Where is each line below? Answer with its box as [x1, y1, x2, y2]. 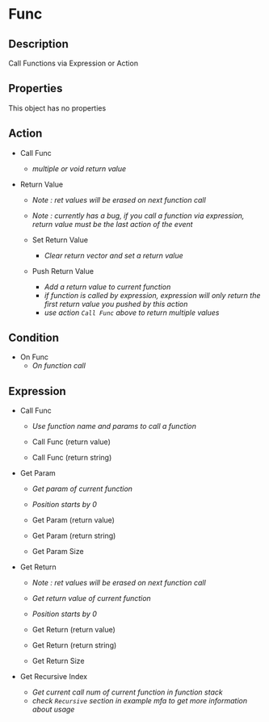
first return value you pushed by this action [44, 299, 188, 309]
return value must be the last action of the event [32, 219, 193, 229]
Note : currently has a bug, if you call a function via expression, [32, 211, 245, 220]
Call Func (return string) [32, 453, 112, 463]
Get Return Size [32, 656, 85, 666]
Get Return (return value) [32, 625, 116, 635]
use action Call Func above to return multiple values [44, 308, 220, 317]
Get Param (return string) [32, 531, 116, 541]
